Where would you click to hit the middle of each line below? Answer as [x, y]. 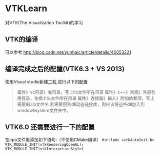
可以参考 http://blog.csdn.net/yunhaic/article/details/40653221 [68, 52]
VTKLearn [26, 9]
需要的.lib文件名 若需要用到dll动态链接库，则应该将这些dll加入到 [81, 104]
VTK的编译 [21, 39]
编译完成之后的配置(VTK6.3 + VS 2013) [65, 69]
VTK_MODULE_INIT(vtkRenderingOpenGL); [44, 145]
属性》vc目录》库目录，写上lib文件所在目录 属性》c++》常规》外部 [84, 92]
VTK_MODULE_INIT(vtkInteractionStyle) [44, 149]
